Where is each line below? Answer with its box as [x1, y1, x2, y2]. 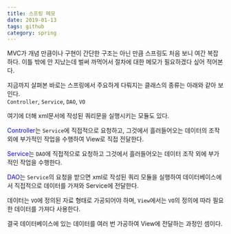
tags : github [7, 23, 45, 30]
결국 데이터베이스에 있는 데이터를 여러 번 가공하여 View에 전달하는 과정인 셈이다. [7, 220, 223, 228]
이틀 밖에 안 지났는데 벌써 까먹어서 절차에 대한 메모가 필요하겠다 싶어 [21, 58, 205, 66]
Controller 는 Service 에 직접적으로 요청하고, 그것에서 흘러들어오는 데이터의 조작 [7, 126, 220, 135]
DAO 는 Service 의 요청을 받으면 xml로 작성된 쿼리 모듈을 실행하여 [7, 173, 181, 182]
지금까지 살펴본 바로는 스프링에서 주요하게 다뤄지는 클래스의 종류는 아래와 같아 [7, 81, 217, 90]
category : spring [7, 29, 57, 37]
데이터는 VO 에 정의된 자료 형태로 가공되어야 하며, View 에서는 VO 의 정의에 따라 [7, 196, 212, 204]
